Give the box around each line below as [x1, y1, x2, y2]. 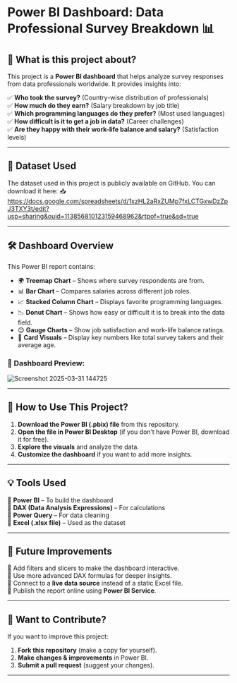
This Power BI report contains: [7, 262, 95, 270]
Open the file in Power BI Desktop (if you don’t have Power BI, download [17, 428, 230, 436]
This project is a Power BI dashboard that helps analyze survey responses [7, 72, 224, 80]
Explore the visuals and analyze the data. [17, 442, 140, 451]
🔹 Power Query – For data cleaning [7, 511, 109, 519]
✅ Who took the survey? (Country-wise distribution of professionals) [7, 93, 209, 102]
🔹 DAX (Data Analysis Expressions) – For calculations [7, 503, 166, 512]
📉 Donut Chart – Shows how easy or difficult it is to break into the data [17, 308, 226, 316]
